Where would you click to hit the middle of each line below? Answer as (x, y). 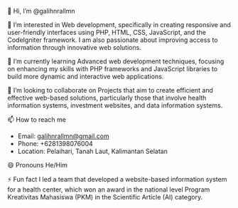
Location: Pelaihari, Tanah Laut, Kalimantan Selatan (93, 151)
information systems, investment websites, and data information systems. (115, 105)
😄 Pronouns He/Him (38, 165)
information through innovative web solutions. (75, 47)
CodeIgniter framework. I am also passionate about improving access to (113, 40)
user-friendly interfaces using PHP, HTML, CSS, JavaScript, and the (107, 32)
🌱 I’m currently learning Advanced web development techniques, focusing (116, 61)
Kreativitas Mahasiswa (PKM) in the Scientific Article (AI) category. (105, 197)
